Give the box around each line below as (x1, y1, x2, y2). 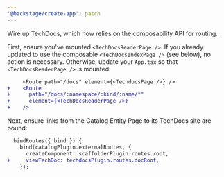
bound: (7, 124, 28, 132)
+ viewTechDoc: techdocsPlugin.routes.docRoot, (7, 157, 160, 164)
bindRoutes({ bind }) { (13, 137, 82, 144)
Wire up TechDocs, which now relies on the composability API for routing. (7, 29, 218, 37)
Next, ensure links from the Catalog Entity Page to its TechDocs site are (7, 117, 212, 125)
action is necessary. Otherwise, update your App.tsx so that (7, 57, 178, 66)
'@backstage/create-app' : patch (7, 10, 101, 17)
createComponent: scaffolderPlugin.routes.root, (25, 150, 169, 157)
